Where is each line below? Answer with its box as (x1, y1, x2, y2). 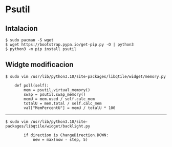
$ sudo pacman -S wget (5, 37, 54, 43)
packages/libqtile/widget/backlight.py (5, 123, 91, 129)
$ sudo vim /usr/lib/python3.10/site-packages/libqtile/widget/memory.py (5, 74, 166, 79)
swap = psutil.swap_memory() (24, 92, 86, 97)
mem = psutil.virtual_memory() (24, 87, 91, 93)
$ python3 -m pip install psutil (5, 47, 77, 52)
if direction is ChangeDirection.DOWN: (24, 132, 109, 138)
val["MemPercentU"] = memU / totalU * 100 (24, 105, 116, 111)
